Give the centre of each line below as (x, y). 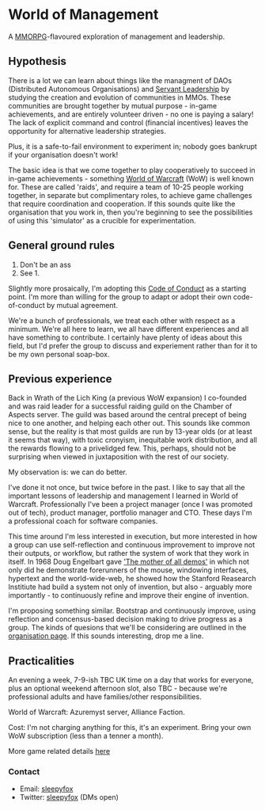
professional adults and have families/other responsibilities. (105, 697)
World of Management (83, 15)
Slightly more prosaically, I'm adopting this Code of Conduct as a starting (127, 288)
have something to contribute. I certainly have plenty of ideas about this (125, 337)
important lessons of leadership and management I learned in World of (123, 496)
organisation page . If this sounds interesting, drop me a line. (106, 636)
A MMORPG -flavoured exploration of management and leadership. (117, 36)
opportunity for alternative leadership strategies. (87, 131)
